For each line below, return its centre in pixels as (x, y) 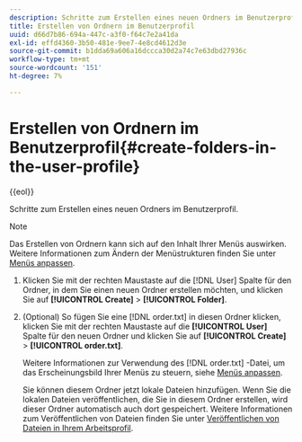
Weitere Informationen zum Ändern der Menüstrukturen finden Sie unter (143, 253)
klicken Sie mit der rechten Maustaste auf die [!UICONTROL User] (145, 326)
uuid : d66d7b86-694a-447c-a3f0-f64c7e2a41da (94, 34)
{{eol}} (22, 191)
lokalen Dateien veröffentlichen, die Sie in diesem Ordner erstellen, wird (155, 399)
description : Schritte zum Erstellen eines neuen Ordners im (126, 18)
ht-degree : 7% (36, 76)
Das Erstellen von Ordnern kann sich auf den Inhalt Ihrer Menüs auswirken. (148, 243)
